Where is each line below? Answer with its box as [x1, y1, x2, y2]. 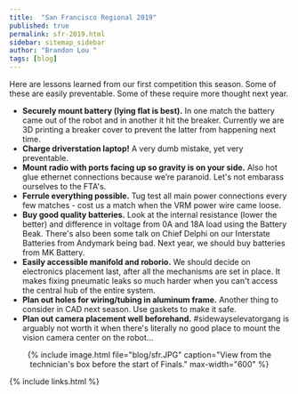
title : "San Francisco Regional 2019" [9, 12, 157, 22]
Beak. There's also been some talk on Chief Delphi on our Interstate [21, 229, 271, 238]
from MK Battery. [21, 247, 85, 258]
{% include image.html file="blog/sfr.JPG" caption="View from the [27, 350, 272, 360]
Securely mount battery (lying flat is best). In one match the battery [21, 106, 276, 116]
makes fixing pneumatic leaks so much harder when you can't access [21, 276, 278, 285]
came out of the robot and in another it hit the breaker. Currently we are [21, 115, 285, 125]
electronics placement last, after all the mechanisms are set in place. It [21, 266, 281, 277]
